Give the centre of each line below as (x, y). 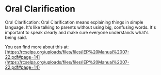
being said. (16, 37)
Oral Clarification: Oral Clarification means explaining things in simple (74, 22)
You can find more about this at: (37, 47)
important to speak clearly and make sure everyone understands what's (77, 32)
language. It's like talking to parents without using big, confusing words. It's (80, 27)
